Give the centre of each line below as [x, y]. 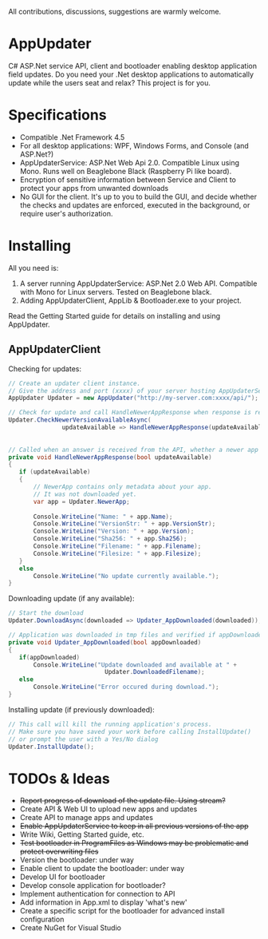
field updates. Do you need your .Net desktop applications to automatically [131, 74]
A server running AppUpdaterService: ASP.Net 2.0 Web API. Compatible [138, 283]
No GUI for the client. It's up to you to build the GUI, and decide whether [138, 196]
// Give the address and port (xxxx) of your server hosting [112, 390]
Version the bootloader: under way [77, 860]
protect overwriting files [59, 852]
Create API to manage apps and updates [87, 818]
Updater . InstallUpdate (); [51, 747]
